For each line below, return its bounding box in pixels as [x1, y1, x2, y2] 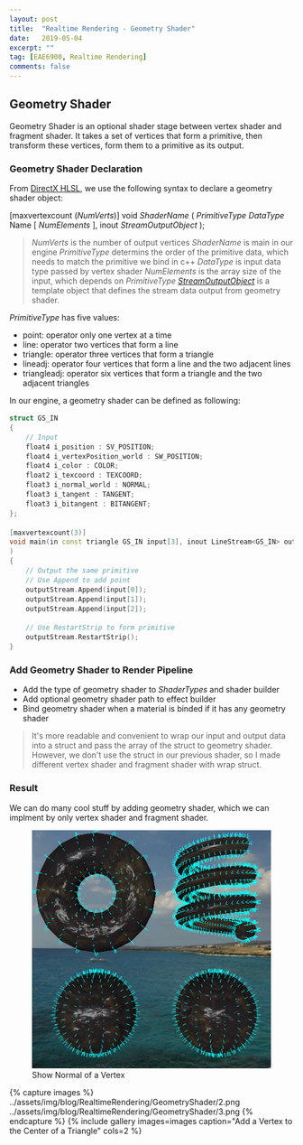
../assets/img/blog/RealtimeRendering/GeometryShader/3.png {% [9, 1106, 254, 1117]
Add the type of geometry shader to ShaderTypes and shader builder [22, 684, 280, 695]
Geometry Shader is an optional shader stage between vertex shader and [9, 120, 282, 131]
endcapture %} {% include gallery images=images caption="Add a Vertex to [9, 1115, 293, 1126]
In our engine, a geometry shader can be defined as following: [9, 396, 241, 406]
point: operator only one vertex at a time [22, 330, 172, 340]
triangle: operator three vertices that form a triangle [22, 349, 215, 360]
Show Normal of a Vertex [32, 1069, 125, 1080]
